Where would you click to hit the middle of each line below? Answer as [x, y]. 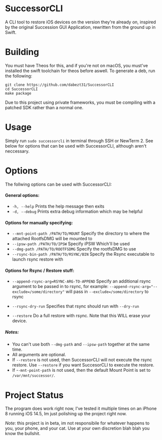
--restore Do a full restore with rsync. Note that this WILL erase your [81, 316]
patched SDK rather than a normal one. [44, 107]
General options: [22, 195]
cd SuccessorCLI [21, 89]
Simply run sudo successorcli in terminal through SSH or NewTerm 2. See [79, 141]
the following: [19, 76]
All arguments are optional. [39, 355]
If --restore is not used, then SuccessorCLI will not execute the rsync [82, 360]
